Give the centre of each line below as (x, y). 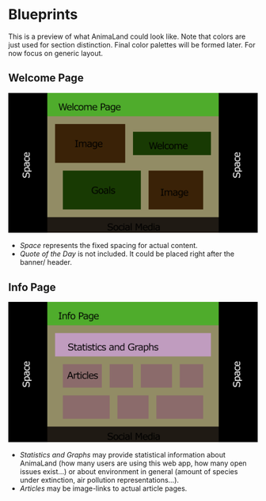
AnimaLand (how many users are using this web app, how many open (133, 463)
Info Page (32, 287)
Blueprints (43, 15)
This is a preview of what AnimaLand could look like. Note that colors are (127, 36)
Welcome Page (46, 78)
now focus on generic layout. (56, 53)
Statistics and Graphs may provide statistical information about (122, 454)
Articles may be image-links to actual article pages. (103, 488)
